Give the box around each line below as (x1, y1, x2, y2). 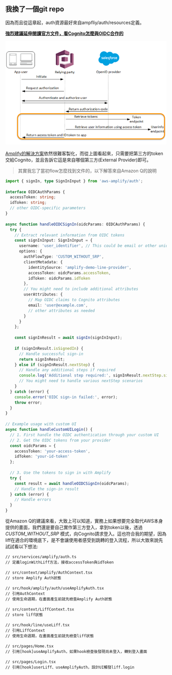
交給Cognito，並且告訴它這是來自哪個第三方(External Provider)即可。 (5, 157, 152, 163)
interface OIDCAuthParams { (5, 189, 66, 195)
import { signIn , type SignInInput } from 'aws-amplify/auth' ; (5, 178, 143, 183)
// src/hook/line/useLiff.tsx (5, 623, 70, 628)
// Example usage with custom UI (5, 421, 77, 427)
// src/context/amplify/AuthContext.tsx (5, 570, 93, 575)
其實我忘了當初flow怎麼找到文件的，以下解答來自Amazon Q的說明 (17, 167, 157, 174)
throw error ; (14, 400, 42, 405)
